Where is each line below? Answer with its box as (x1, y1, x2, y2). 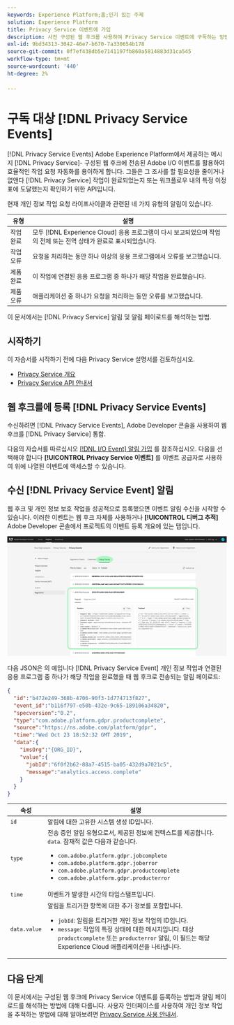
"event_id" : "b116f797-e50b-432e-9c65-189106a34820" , (13, 702, 170, 709)
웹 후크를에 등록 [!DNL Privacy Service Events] (7, 401, 207, 413)
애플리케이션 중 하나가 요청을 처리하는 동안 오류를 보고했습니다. (32, 291, 203, 300)
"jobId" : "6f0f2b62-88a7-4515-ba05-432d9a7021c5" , (25, 761, 173, 768)
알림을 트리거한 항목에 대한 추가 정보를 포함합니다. (47, 901, 183, 910)
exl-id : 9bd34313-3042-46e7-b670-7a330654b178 (7, 41, 145, 48)
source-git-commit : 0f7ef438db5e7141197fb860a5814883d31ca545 (7, 48, 192, 55)
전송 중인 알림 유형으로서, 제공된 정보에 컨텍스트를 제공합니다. (47, 829, 214, 837)
